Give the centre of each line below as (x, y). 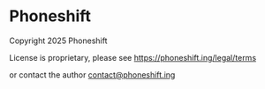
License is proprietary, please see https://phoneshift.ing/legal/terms (133, 57)
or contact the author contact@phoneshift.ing (92, 74)
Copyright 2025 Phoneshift (58, 41)
